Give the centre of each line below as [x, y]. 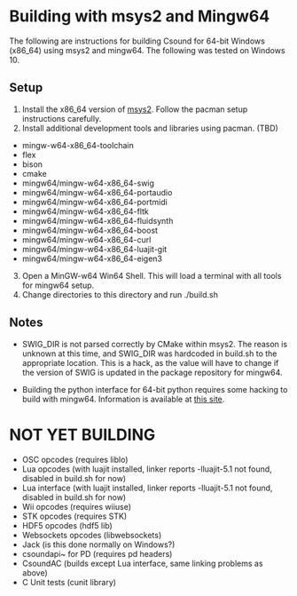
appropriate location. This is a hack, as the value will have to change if [150, 362]
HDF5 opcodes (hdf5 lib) [67, 525]
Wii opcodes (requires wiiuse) [76, 506]
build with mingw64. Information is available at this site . [123, 399]
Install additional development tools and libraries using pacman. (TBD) [150, 128]
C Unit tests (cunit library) [69, 582]
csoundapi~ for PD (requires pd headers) [97, 553]
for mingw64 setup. [58, 285]
